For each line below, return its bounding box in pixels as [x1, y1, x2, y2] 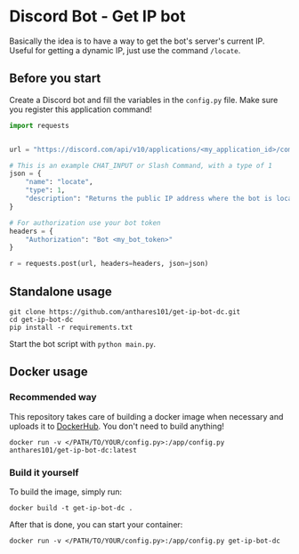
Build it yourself [9, 466, 79, 478]
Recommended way [9, 391, 97, 404]
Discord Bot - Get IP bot [9, 6, 186, 27]
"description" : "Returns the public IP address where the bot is [25, 194, 273, 203]
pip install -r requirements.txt [9, 323, 133, 332]
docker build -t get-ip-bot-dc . [9, 503, 133, 512]
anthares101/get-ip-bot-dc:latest [9, 446, 138, 454]
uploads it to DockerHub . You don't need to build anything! [9, 421, 225, 431]
